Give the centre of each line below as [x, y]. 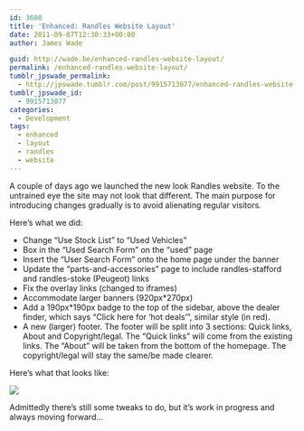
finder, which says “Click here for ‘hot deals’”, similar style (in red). [147, 316]
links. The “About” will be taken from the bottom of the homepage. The [154, 345]
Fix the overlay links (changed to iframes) [100, 288]
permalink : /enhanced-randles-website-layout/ [99, 68]
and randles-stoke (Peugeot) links [85, 278]
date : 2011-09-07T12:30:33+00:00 [72, 34]
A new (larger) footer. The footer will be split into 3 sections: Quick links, [157, 326]
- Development [44, 118]
